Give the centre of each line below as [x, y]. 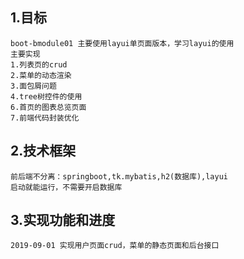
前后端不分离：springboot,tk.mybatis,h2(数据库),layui [119, 176]
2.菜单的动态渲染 [41, 75]
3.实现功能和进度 [63, 220]
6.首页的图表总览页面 [48, 107]
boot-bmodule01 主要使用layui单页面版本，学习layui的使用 [122, 43]
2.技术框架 [43, 151]
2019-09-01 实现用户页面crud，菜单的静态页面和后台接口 [115, 246]
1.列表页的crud [39, 64]
